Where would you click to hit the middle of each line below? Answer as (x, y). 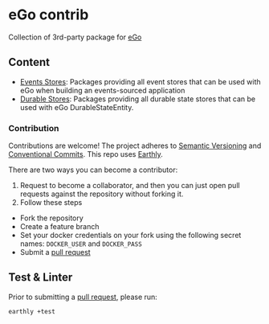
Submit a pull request (55, 252)
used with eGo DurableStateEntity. (77, 107)
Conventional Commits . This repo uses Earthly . (86, 154)
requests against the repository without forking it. (102, 194)
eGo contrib (49, 15)
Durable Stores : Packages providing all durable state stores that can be (137, 99)
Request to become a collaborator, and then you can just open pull (130, 186)
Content (29, 62)
